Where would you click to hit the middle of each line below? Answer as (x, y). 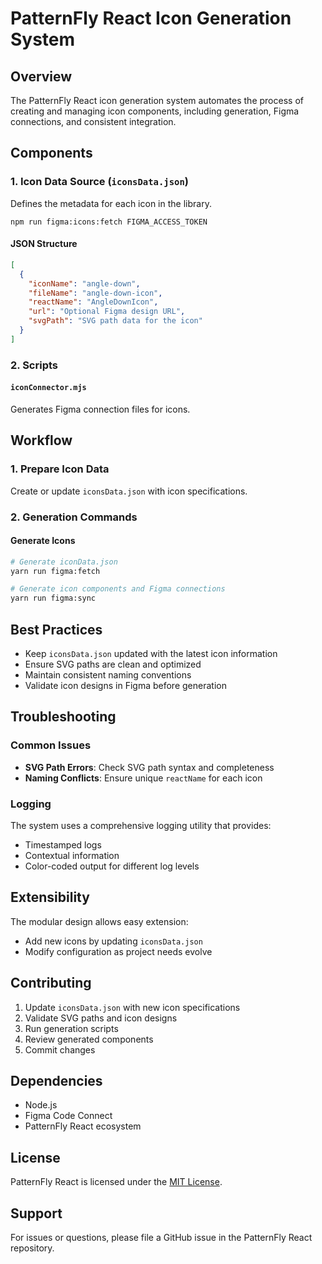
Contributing (51, 983)
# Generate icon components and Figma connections (118, 589)
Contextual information (72, 855)
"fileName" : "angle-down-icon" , (95, 293)
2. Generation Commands (74, 517)
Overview (41, 76)
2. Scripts (34, 365)
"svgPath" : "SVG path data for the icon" (115, 321)
